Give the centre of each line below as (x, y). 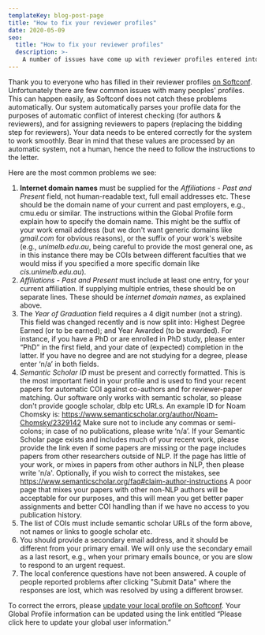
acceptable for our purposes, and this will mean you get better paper (132, 498)
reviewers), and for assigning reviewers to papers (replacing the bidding (125, 124)
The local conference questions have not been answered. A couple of (133, 573)
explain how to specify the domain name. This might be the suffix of (130, 221)
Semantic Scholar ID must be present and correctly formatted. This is (132, 372)
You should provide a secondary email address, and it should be (124, 540)
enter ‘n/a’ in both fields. (59, 364)
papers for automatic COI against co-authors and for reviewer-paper (131, 389)
